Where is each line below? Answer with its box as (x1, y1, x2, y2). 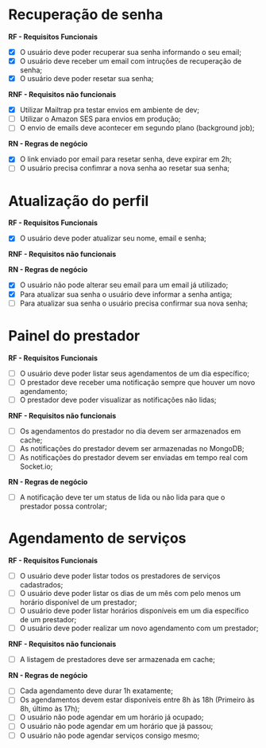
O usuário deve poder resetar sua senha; (19, 74, 154, 84)
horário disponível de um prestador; (19, 598, 137, 607)
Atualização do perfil (8, 192, 149, 210)
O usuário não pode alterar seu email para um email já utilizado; (19, 280, 229, 290)
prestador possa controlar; (19, 501, 107, 511)
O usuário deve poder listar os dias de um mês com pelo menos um (19, 589, 241, 598)
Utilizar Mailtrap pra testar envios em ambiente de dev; (19, 105, 200, 115)
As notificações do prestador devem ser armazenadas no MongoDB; (19, 443, 245, 453)
